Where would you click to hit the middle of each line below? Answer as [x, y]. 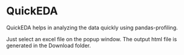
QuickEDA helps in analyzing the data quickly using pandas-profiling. [92, 27]
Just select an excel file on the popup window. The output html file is [92, 39]
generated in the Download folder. [49, 45]
